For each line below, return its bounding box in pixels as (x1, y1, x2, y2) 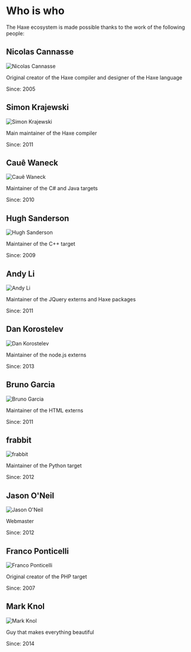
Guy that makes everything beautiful (6, 628, 94, 636)
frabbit (6, 435, 32, 445)
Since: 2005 (6, 85, 36, 92)
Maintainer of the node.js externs (6, 351, 86, 358)
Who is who (6, 4, 65, 18)
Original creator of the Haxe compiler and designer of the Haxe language (6, 74, 183, 81)
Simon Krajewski (6, 102, 69, 112)
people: (6, 29, 25, 36)
